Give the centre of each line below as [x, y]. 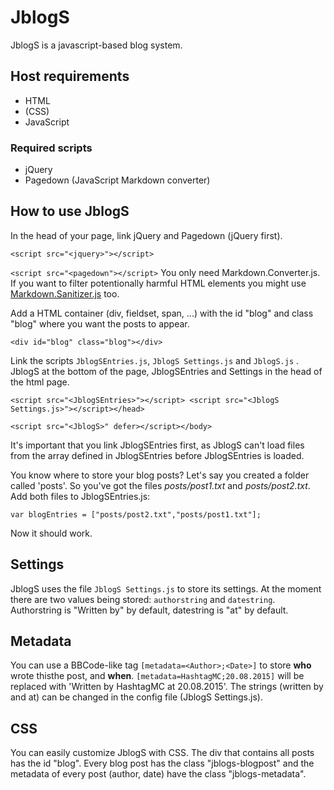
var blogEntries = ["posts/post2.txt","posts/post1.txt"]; [136, 514]
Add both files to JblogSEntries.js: [80, 496]
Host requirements [70, 76]
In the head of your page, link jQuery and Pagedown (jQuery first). [146, 235]
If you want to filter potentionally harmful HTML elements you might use [158, 283]
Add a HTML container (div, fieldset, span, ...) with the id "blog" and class [162, 313]
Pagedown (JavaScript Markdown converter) [117, 180]
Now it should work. [51, 533]
